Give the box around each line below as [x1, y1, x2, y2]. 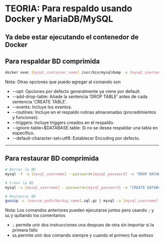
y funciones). [12, 115, 39, 121]
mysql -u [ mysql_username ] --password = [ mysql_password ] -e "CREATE [5, 185, 145, 190]
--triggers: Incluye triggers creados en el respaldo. [12, 120, 115, 125]
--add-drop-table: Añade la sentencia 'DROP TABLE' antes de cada [12, 94, 148, 99]
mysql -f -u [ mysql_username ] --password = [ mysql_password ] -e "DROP [5, 171, 147, 176]
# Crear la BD [5, 180, 34, 185]
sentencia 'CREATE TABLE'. [12, 99, 67, 105]
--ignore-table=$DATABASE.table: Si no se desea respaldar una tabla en [12, 125, 158, 131]
